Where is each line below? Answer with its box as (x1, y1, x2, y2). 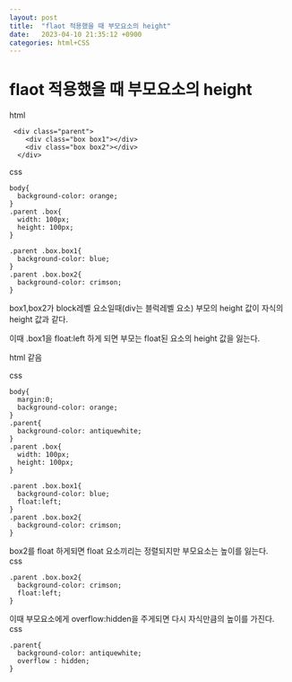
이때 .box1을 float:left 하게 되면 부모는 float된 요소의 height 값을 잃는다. (9, 333, 261, 344)
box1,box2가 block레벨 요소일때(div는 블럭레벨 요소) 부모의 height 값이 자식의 (9, 302, 284, 314)
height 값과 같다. (9, 314, 69, 325)
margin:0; (17, 396, 54, 405)
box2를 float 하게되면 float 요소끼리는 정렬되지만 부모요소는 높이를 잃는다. (9, 546, 269, 556)
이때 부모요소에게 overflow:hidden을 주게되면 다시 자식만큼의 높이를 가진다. (9, 614, 275, 625)
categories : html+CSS (9, 38, 90, 48)
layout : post (9, 13, 58, 22)
